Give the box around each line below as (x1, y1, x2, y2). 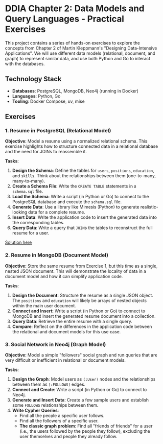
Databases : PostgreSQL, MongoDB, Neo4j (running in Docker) (12, 88, 139, 93)
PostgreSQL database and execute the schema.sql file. (12, 199, 122, 205)
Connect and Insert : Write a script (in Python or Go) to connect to (12, 308, 145, 314)
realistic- (140, 204, 158, 210)
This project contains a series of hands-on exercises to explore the (5, 40, 140, 46)
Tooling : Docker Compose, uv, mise (12, 98, 85, 104)
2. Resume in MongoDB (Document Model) (5, 252, 109, 258)
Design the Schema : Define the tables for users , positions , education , (12, 167, 154, 174)
